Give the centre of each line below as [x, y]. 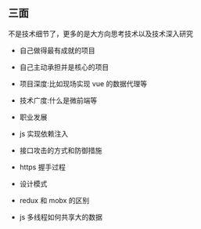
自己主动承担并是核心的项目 [64, 67]
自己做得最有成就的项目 [57, 50]
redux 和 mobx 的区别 [54, 200]
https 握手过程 [43, 167]
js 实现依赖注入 [44, 133]
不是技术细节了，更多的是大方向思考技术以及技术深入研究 [100, 34]
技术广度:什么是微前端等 [58, 100]
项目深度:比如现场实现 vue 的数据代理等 [83, 83]
